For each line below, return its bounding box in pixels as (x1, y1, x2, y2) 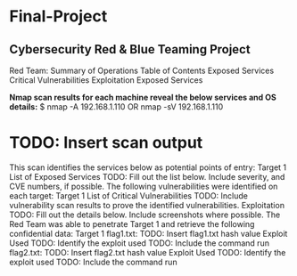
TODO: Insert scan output (9, 133, 203, 153)
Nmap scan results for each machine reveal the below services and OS (9, 92, 276, 102)
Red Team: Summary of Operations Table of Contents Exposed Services (9, 65, 275, 76)
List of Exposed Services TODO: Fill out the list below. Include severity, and (9, 171, 285, 182)
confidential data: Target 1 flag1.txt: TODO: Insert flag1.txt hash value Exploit (9, 228, 288, 239)
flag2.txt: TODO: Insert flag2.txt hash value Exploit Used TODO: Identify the (9, 247, 286, 257)
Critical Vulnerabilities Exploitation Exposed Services (9, 75, 203, 85)
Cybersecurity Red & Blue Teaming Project (9, 42, 252, 57)
